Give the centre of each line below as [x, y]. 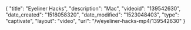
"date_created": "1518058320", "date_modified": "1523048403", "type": [92, 15]
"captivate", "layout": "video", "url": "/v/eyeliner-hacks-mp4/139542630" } [95, 21]
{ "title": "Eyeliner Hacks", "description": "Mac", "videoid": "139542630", [93, 9]
